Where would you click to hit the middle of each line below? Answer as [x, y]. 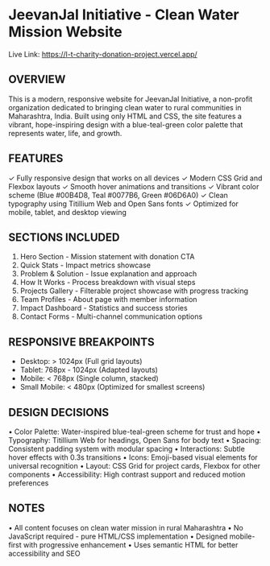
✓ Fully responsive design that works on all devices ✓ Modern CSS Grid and [135, 178]
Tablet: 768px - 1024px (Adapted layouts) [89, 370]
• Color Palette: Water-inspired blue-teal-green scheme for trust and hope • [135, 432]
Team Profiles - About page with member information [108, 300]
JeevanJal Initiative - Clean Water [124, 15]
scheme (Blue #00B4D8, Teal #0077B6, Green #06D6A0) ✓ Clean [118, 195]
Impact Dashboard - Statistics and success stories [104, 308]
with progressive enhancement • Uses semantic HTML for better [131, 544]
